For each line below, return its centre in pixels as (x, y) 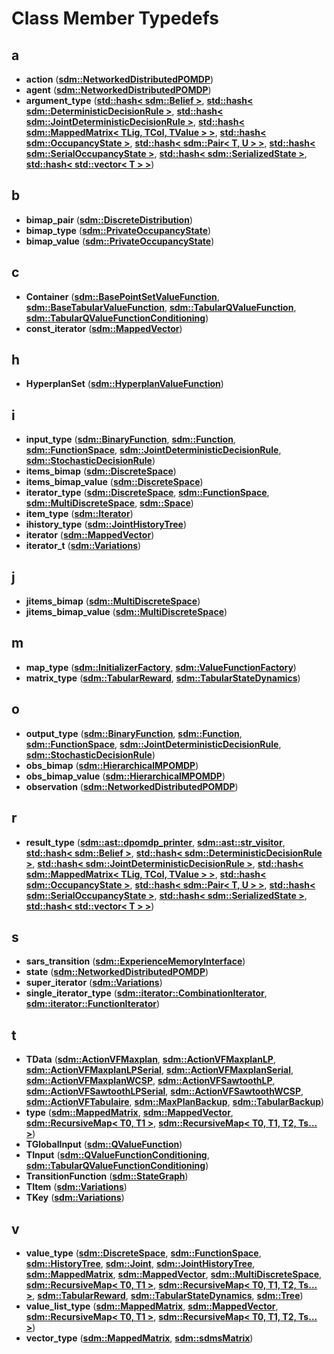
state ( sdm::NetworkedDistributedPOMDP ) (117, 972)
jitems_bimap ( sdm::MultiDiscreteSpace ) (113, 601)
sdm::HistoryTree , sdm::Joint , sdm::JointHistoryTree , (140, 1263)
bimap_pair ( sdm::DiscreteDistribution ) (109, 219)
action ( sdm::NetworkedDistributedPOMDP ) (119, 79)
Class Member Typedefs (115, 18)
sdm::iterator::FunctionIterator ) (93, 1004)
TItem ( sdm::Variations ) (76, 1187)
